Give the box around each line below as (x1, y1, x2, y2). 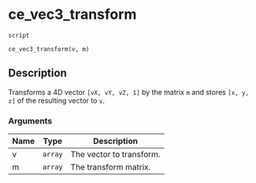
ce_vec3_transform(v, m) (8, 45, 90, 53)
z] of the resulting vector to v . (8, 96, 105, 105)
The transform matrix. (70, 162, 151, 173)
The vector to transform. (70, 149, 161, 160)
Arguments (8, 115, 53, 126)
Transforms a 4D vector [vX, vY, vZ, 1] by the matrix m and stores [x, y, (8, 87, 250, 97)
